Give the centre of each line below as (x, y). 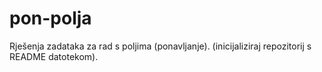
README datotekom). (54, 56)
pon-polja (50, 18)
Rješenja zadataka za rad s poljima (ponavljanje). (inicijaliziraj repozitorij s (160, 46)
